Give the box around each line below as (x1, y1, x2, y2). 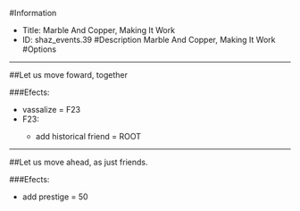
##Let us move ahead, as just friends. (9, 156, 149, 167)
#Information (9, 8, 57, 18)
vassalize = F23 (21, 105, 81, 114)
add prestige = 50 (21, 191, 88, 202)
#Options (21, 44, 56, 55)
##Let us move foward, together (9, 70, 128, 80)
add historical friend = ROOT (35, 131, 141, 141)
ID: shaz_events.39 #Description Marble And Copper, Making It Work (21, 35, 276, 45)
